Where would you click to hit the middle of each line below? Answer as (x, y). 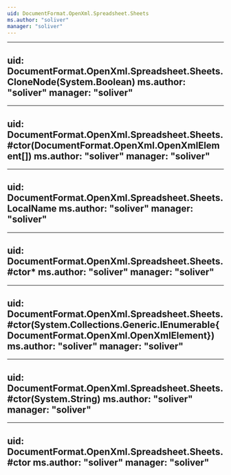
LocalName (32, 209)
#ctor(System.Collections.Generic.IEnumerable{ (113, 325)
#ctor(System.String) (54, 399)
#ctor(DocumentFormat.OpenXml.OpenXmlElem (113, 145)
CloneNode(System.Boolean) (71, 82)
